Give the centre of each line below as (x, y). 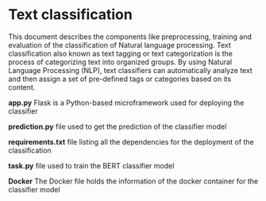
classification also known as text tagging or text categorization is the (120, 53)
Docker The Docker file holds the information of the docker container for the (133, 181)
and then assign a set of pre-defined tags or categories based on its (120, 79)
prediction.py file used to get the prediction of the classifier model (118, 126)
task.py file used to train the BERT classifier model (91, 165)
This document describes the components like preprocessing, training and (130, 37)
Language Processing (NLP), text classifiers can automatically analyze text (130, 70)
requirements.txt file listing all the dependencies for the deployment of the (131, 141)
